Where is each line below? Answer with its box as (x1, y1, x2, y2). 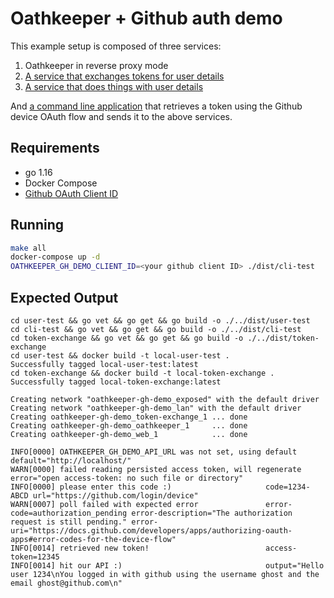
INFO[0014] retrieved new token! (10, 543, 150, 553)
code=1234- (265, 482, 311, 492)
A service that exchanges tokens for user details (24, 70, 225, 82)
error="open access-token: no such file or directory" (10, 473, 244, 483)
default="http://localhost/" (10, 456, 132, 466)
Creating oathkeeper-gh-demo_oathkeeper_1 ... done (10, 421, 248, 431)
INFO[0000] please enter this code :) (10, 482, 172, 492)
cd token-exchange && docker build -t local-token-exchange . (10, 368, 275, 378)
